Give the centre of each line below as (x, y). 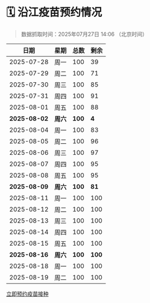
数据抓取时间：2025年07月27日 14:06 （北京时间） (84, 34)
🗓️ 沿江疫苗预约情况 (54, 12)
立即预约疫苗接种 (27, 293)
